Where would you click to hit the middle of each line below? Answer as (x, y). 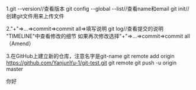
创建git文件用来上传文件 (35, 16)
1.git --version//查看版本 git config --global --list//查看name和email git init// (98, 9)
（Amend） (20, 44)
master (15, 69)
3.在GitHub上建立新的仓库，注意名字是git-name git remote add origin (90, 56)
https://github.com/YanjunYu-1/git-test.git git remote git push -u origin (91, 63)
